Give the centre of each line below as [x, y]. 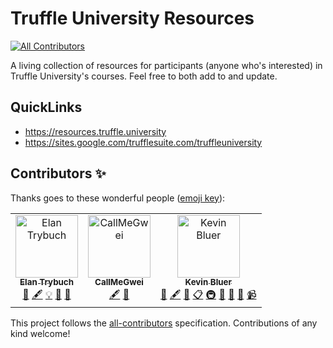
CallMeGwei [119, 282]
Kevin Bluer [208, 282]
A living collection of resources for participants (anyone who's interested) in [166, 65]
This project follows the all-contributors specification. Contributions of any [164, 323]
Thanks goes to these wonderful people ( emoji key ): [118, 198]
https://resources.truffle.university [95, 131]
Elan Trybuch [46, 282]
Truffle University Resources [132, 18]
